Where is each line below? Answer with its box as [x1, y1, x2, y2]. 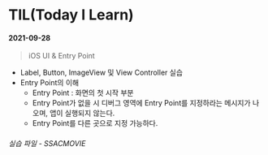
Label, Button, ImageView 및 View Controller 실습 [19, 67, 184, 78]
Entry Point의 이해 [19, 78, 80, 88]
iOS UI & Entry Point [28, 51, 95, 61]
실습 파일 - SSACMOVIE [8, 138, 86, 148]
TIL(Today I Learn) [8, 6, 134, 24]
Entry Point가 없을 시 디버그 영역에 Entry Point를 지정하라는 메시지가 [32, 98, 251, 108]
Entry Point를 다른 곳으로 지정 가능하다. [32, 118, 158, 128]
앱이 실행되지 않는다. [50, 108, 115, 118]
